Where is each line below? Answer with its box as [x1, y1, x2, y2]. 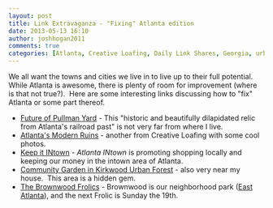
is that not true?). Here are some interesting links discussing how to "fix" [8, 89, 253, 98]
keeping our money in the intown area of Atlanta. [19, 156, 184, 166]
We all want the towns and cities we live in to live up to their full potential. [8, 72, 253, 81]
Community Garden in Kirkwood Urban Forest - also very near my [19, 165, 240, 174]
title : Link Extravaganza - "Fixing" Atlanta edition [8, 19, 195, 28]
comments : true [8, 42, 60, 50]
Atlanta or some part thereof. [8, 98, 106, 107]
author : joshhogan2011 [8, 34, 85, 43]
